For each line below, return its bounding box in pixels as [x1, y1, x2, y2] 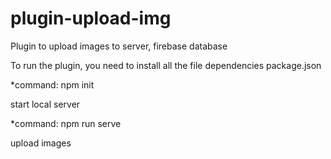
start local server [10, 98, 81, 110]
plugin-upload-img [10, 7, 172, 30]
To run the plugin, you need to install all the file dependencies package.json [10, 59, 322, 71]
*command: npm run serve [10, 117, 122, 129]
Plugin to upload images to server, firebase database [10, 40, 228, 52]
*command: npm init [10, 78, 95, 91]
